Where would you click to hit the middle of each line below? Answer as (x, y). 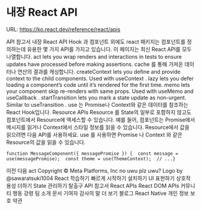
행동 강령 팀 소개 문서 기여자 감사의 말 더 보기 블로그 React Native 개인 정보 (100, 193)
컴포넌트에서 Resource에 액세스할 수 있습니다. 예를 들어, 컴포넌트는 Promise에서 (101, 119)
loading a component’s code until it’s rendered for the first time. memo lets (98, 85)
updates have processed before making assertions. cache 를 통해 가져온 (95, 64)
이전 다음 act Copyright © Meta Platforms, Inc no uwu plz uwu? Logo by (94, 170)
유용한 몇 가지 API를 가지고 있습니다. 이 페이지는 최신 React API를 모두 (109, 49)
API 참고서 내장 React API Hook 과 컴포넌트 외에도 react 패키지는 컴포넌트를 (96, 41)
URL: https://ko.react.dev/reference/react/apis (63, 29)
